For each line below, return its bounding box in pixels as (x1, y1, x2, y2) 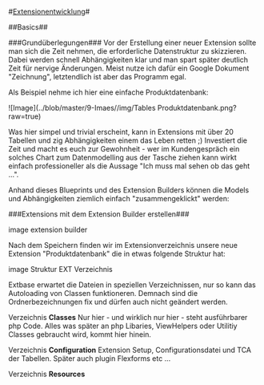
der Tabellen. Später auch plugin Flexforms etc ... (8, 354, 171, 363)
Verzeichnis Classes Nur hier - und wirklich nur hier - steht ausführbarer (8, 313, 248, 322)
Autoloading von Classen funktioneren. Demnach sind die (8, 289, 198, 298)
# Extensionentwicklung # (8, 7, 90, 16)
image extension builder (8, 225, 88, 234)
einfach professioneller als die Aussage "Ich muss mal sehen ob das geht (8, 161, 250, 171)
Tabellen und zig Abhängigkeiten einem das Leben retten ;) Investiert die (8, 136, 248, 145)
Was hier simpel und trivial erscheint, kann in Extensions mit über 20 (8, 128, 234, 136)
